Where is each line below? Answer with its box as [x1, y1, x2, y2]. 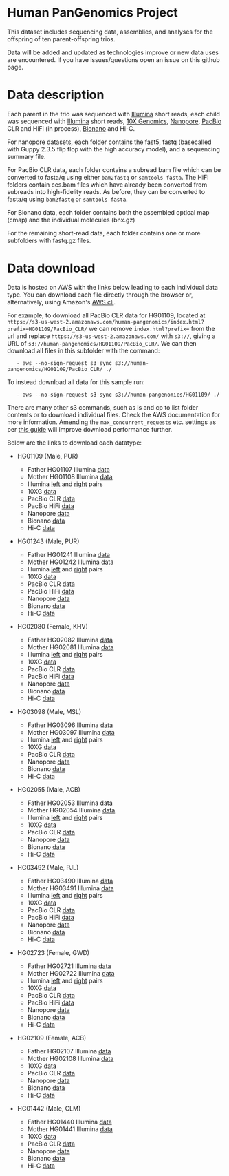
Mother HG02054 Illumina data [27, 806, 116, 814]
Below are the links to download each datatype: [7, 439, 142, 447]
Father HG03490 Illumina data [27, 876, 113, 885]
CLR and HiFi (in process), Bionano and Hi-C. [7, 124, 135, 132]
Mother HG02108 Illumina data [27, 1054, 114, 1062]
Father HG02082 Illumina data [27, 636, 113, 644]
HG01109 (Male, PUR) [17, 452, 78, 460]
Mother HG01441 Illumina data [27, 1124, 113, 1133]
